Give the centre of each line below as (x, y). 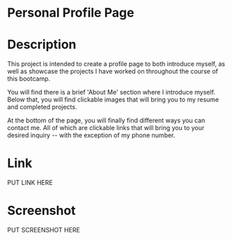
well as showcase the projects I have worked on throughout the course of (113, 72)
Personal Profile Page (71, 13)
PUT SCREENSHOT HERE (44, 230)
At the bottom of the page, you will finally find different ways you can (106, 120)
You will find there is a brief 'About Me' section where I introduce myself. (111, 93)
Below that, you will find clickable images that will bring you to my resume (113, 99)
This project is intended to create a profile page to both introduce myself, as (116, 64)
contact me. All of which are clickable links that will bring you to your (106, 128)
